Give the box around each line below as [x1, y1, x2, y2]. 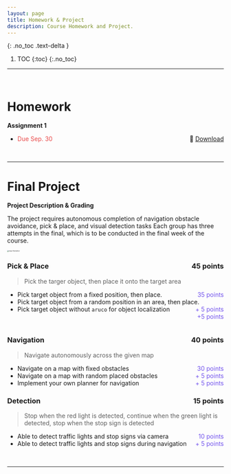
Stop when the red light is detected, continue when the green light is [23, 411, 218, 420]
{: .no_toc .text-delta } [7, 42, 69, 50]
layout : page [7, 10, 45, 17]
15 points [192, 396, 224, 405]
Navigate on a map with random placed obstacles [16, 372, 158, 380]
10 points [198, 432, 224, 440]
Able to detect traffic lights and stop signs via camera [16, 432, 169, 440]
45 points [191, 262, 224, 271]
